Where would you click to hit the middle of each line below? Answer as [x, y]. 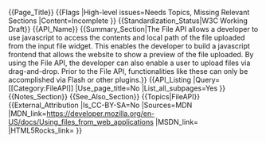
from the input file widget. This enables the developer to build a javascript [129, 46]
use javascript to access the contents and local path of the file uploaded [127, 37]
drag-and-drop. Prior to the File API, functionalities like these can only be [128, 71]
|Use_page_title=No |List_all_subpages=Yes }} [151, 88]
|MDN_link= [27, 114]
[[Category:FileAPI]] [41, 88]
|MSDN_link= [177, 122]
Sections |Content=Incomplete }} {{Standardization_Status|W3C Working [128, 21]
